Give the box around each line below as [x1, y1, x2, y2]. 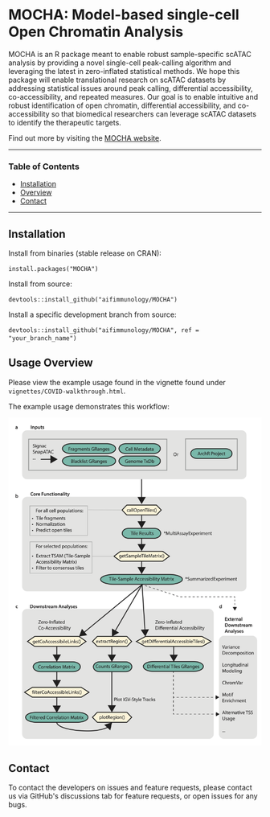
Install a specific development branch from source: [8, 310, 177, 319]
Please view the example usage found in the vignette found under [8, 377, 227, 387]
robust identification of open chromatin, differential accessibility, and [8, 101, 236, 110]
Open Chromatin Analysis [8, 23, 183, 41]
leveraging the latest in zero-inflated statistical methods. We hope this [8, 66, 240, 76]
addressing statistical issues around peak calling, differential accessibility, [8, 83, 253, 93]
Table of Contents [8, 161, 80, 172]
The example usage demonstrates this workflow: [8, 401, 170, 411]
